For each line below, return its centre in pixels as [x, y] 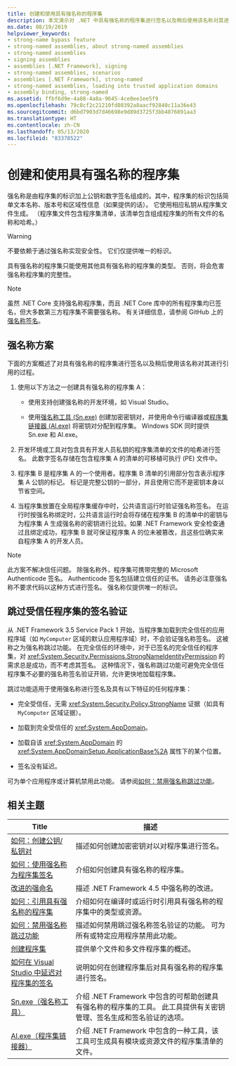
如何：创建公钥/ [37, 840]
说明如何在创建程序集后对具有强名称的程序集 [149, 967]
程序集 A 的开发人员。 [55, 541]
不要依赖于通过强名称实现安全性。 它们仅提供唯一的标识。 [91, 251]
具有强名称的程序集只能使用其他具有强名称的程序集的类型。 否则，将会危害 [116, 266]
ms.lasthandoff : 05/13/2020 [48, 132]
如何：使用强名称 [39, 864]
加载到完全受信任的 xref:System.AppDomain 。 [85, 727]
